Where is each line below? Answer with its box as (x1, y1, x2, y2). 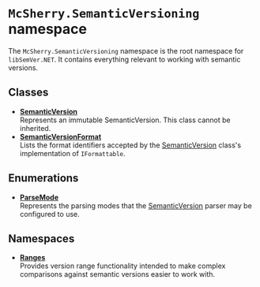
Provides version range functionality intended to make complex (19, 261, 226, 270)
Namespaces (8, 232, 75, 245)
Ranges (19, 253, 46, 263)
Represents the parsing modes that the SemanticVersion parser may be (19, 200, 253, 211)
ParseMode (19, 192, 59, 202)
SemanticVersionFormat (19, 132, 102, 141)
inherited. (19, 123, 51, 132)
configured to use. (19, 209, 81, 218)
